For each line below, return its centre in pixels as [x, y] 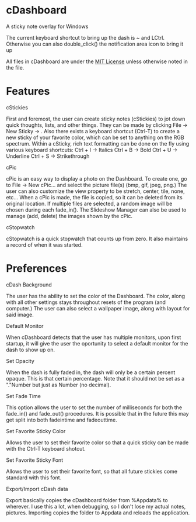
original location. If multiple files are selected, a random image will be [89, 203]
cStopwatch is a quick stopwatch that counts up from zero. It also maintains [97, 238]
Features [28, 91]
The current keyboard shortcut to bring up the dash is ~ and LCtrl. [85, 37]
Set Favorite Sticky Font [34, 460]
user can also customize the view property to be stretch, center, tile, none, [95, 191]
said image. [20, 314]
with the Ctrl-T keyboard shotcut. [46, 448]
